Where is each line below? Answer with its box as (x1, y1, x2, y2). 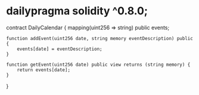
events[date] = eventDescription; (17, 46, 102, 52)
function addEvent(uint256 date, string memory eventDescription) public (6, 35, 194, 41)
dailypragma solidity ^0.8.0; (6, 4, 148, 18)
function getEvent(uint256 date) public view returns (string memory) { (6, 62, 191, 68)
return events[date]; (17, 67, 70, 73)
